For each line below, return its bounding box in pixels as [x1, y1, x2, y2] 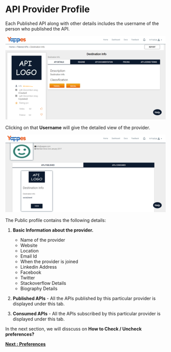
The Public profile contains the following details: [5, 217, 106, 223]
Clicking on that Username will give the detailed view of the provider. [5, 124, 150, 131]
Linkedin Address [20, 264, 57, 270]
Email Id [20, 253, 37, 260]
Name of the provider [20, 237, 65, 243]
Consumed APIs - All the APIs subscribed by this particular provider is [12, 311, 161, 317]
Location [20, 248, 39, 254]
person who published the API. [5, 25, 70, 31]
